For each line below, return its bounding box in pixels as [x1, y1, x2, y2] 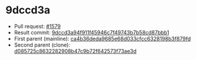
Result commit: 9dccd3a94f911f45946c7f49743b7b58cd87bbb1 [14, 29, 169, 36]
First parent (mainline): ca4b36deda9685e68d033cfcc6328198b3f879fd [14, 35, 191, 42]
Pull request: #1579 [14, 23, 61, 30]
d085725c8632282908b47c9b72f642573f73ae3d [14, 47, 137, 54]
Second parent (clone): [14, 41, 70, 48]
